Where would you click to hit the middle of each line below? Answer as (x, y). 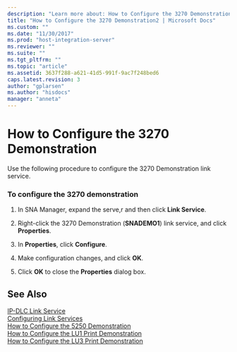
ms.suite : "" (26, 54)
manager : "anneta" (34, 99)
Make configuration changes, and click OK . (80, 258)
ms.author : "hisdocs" (39, 92)
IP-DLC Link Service (36, 311)
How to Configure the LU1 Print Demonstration (75, 334)
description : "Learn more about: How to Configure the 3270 (98, 14)
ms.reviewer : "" (31, 47)
